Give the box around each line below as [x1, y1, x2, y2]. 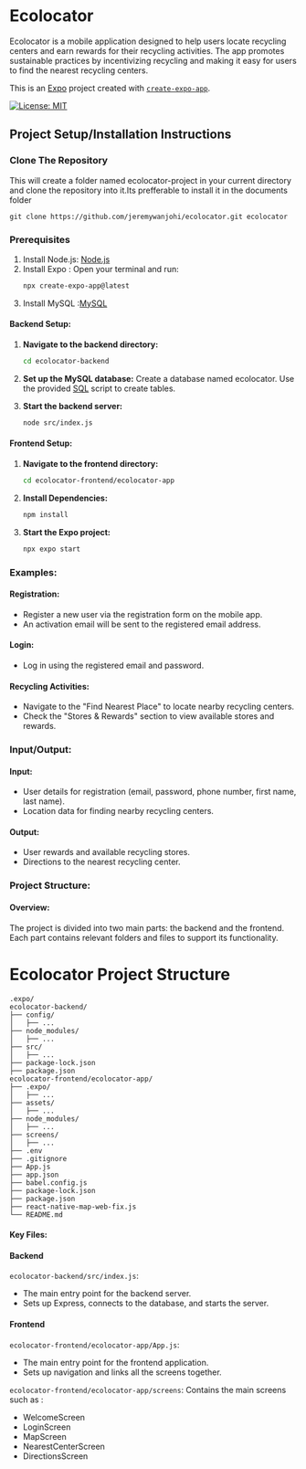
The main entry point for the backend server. [22, 1288, 192, 1299]
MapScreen [22, 1431, 67, 1442]
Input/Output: [9, 744, 72, 756]
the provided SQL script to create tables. [22, 383, 176, 394]
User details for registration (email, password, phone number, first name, [22, 787, 297, 798]
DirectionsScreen [22, 1450, 89, 1462]
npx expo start [22, 544, 81, 554]
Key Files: [9, 1230, 48, 1241]
